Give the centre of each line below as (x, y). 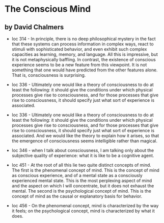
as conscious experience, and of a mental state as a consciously (77, 175)
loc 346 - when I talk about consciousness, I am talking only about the (83, 150)
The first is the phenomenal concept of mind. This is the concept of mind (85, 170)
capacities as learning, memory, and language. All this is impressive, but (85, 54)
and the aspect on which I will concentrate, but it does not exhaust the (83, 186)
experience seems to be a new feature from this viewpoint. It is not (79, 65)
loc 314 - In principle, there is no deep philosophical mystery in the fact (83, 39)
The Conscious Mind (48, 9)
